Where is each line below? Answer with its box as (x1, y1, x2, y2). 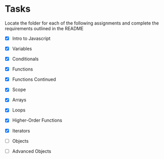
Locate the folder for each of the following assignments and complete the (5, 20, 159, 26)
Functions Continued (12, 76, 57, 82)
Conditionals (12, 56, 39, 62)
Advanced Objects (12, 148, 51, 154)
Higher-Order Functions (12, 117, 62, 123)
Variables (12, 46, 32, 52)
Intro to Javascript (12, 35, 51, 41)
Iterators (12, 127, 30, 133)
